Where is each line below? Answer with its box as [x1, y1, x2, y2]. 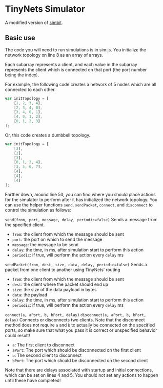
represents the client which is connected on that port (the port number [5, 67, 147, 72]
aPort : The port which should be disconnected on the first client [12, 347, 141, 353]
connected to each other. [5, 87, 56, 92]
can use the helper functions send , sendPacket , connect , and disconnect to [5, 202, 153, 207]
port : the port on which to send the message [12, 236, 102, 242]
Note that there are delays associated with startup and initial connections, [5, 367, 153, 373]
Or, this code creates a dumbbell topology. [5, 132, 91, 138]
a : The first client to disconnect [12, 342, 75, 348]
